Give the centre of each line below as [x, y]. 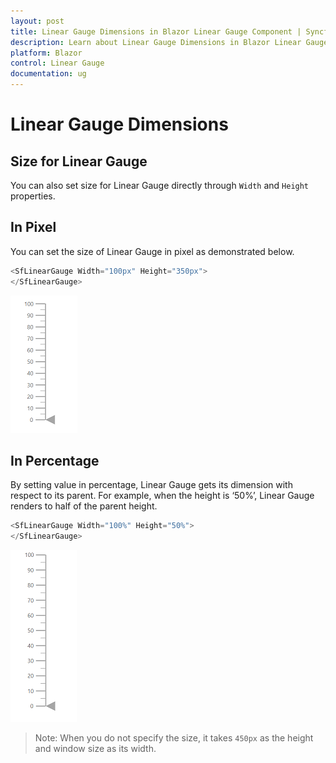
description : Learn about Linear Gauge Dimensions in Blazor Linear [156, 42]
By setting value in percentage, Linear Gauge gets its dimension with [151, 485]
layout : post [37, 21]
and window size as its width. [95, 749]
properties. [33, 196]
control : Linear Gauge [57, 63]
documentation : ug [48, 74]
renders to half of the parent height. [84, 506]
